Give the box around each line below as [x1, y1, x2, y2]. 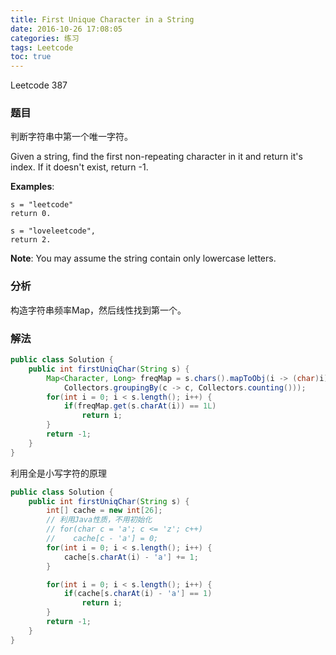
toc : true [10, 52, 52, 62]
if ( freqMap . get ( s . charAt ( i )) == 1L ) [63, 401, 217, 411]
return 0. [10, 209, 52, 219]
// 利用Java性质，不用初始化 [46, 515, 153, 525]
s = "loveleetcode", [10, 226, 97, 236]
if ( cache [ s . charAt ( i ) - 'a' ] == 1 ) [63, 589, 213, 599]
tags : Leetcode [10, 42, 74, 53]
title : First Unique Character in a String [10, 14, 195, 25]
